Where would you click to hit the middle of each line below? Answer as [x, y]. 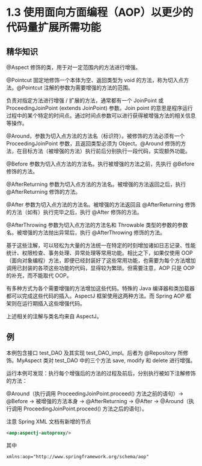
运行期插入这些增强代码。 [54, 303]
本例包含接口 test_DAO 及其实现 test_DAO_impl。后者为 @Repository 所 [95, 353]
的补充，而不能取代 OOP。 [39, 276]
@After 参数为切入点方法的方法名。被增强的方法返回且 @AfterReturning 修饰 [101, 205]
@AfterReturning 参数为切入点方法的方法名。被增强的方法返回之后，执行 [96, 184]
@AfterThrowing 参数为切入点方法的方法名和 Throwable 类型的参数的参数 [97, 225]
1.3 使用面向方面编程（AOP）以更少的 [100, 12]
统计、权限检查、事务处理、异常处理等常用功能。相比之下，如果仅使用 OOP [100, 253]
